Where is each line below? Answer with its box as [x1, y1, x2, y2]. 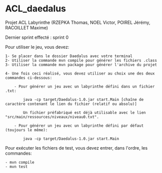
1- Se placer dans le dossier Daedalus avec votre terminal [5, 53, 133, 59]
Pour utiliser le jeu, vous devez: [5, 44, 70, 50]
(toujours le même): [5, 127, 48, 132]
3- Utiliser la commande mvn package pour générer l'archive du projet [5, 62, 157, 67]
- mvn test [5, 164, 28, 169]
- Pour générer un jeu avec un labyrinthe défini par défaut [14, 123, 144, 128]
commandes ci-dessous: [5, 75, 52, 80]
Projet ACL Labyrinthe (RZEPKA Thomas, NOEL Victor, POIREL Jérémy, [5, 19, 151, 25]
